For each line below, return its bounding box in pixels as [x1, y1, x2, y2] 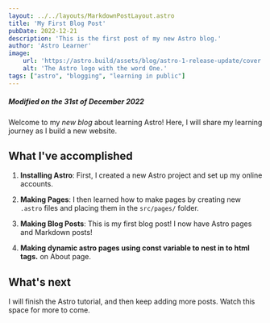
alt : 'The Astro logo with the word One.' [23, 65, 168, 73]
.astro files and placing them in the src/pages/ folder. [19, 203, 199, 213]
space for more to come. [8, 305, 90, 315]
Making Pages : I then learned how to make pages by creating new [19, 195, 242, 204]
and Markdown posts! [19, 228, 93, 237]
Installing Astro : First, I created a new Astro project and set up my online [19, 170, 263, 180]
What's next [8, 275, 71, 289]
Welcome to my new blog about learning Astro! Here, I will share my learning [8, 117, 263, 127]
